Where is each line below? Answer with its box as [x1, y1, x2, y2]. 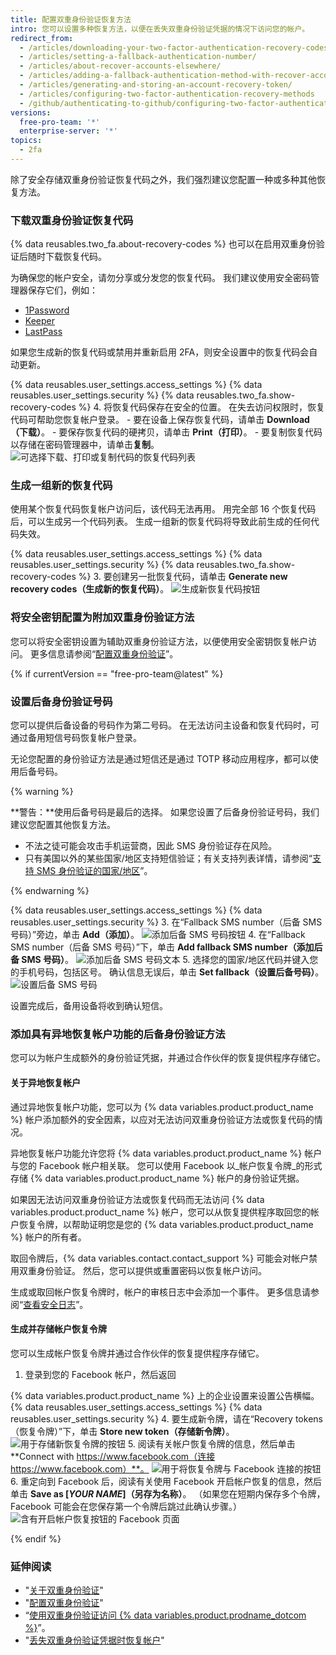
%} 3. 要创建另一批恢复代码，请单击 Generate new [78, 571, 288, 583]
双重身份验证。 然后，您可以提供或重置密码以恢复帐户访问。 [18, 1264, 267, 1276]
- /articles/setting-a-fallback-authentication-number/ [19, 52, 257, 62]
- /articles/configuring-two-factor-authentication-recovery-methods [19, 89, 315, 99]
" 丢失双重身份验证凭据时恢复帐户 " [24, 1634, 165, 1646]
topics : [10, 136, 43, 146]
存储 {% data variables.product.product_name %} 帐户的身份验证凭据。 [10, 1172, 305, 1184]
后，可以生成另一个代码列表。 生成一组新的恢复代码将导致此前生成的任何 [10, 516, 311, 528]
